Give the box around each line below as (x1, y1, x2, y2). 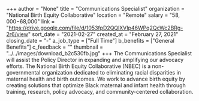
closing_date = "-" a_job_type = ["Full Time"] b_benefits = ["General (6, 37, 175, 44)
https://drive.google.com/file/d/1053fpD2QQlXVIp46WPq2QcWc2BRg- (8, 24, 183, 31)
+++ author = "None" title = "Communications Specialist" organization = (6, 5, 185, 12)
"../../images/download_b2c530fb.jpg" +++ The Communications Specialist (6, 50, 192, 57)
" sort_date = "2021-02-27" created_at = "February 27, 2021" (28, 31, 179, 38)
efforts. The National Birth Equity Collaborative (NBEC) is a (6, 63, 151, 70)
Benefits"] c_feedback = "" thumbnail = (6, 43, 104, 50)
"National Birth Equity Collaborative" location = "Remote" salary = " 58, (6, 11, 180, 19)
